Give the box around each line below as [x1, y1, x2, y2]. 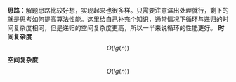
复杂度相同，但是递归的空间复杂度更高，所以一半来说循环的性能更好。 [13, 24, 216, 32]
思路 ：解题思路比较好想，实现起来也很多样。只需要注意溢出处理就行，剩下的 [7, 6, 229, 14]
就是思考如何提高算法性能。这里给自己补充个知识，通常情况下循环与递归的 [7, 15, 223, 23]
